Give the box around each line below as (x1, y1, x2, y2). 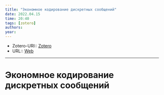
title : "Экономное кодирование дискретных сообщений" (5, 7, 117, 12)
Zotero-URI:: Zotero (12, 43, 52, 48)
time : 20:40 (5, 16, 29, 21)
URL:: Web (12, 48, 34, 54)
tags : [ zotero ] (5, 20, 36, 26)
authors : (5, 25, 23, 30)
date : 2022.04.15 (5, 12, 41, 16)
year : (5, 30, 16, 34)
